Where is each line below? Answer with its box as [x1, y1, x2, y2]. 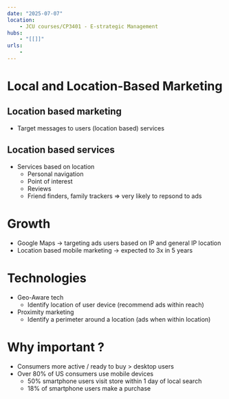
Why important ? [7, 339, 105, 355]
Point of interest [27, 177, 73, 185]
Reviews [27, 184, 52, 193]
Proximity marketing [17, 308, 74, 316]
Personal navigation [27, 170, 84, 178]
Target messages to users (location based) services [17, 124, 165, 132]
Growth [7, 215, 51, 231]
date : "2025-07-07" [7, 10, 63, 17]
